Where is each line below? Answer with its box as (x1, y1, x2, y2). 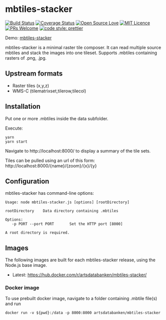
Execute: (5, 125, 23, 131)
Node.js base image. (5, 262, 47, 268)
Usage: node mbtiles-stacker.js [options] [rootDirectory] (5, 200, 130, 205)
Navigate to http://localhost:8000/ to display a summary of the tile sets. (5, 148, 151, 154)
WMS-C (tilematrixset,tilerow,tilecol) (12, 88, 87, 94)
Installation (5, 102, 41, 111)
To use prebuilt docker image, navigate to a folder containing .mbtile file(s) (5, 296, 158, 302)
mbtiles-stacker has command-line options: (5, 190, 94, 196)
